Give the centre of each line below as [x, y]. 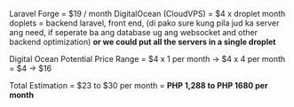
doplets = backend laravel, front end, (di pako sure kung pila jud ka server [144, 23]
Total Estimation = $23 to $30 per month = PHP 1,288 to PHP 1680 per [139, 85]
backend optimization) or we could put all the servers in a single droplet [143, 42]
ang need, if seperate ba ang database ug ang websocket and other [133, 32]
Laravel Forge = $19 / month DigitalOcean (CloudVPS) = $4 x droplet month [147, 14]
